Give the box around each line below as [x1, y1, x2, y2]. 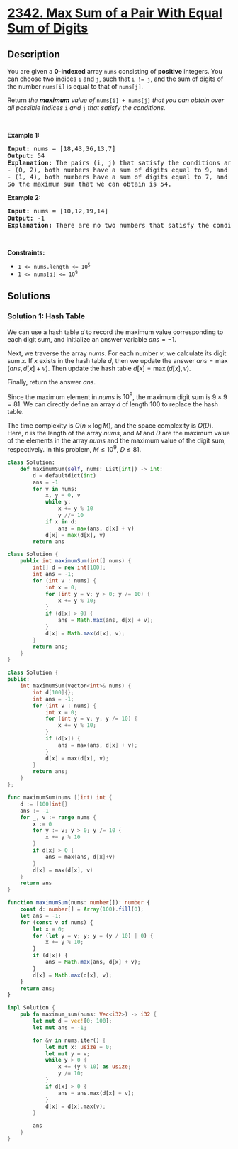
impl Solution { [7, 1004, 55, 1011]
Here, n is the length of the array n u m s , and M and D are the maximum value [7, 429, 230, 438]
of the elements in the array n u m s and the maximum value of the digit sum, [7, 436, 227, 445]
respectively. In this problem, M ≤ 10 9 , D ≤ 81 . [7, 444, 142, 453]
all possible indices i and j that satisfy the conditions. [7, 104, 166, 111]
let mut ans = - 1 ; [33, 1023, 87, 1031]
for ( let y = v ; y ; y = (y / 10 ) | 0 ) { [33, 932, 154, 939]
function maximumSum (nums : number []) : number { [7, 899, 151, 906]
